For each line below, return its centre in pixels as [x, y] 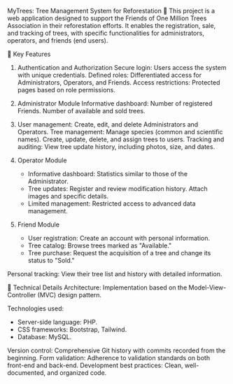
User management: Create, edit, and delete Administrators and [108, 125]
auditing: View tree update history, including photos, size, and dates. [116, 147]
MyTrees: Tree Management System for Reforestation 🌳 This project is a [111, 11]
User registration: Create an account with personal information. [119, 238]
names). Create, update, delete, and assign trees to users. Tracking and [121, 139]
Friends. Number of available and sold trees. [81, 111]
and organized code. [77, 373]
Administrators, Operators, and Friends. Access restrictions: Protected [119, 83]
